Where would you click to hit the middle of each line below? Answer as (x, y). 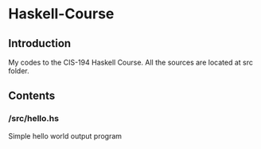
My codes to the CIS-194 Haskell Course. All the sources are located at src (130, 62)
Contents (32, 96)
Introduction (40, 43)
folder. (19, 71)
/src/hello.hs (34, 119)
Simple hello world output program (65, 135)
